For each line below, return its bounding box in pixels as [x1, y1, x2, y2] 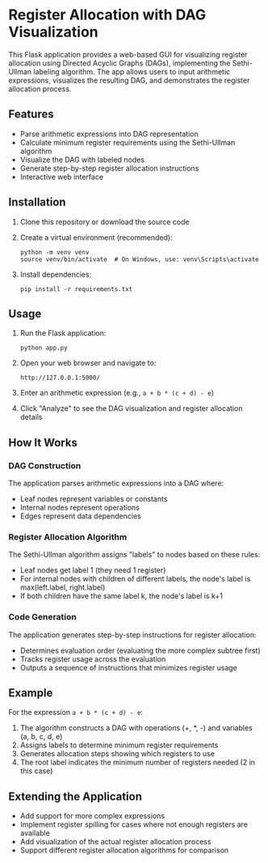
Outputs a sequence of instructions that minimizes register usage [19, 662, 238, 672]
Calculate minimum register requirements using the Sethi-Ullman [19, 137, 236, 147]
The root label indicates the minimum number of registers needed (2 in [19, 758, 256, 768]
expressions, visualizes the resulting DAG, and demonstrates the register [8, 75, 250, 85]
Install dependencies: [19, 269, 92, 279]
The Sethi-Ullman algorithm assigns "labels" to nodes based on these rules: [8, 550, 261, 560]
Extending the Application [8, 789, 143, 803]
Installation [8, 196, 66, 209]
